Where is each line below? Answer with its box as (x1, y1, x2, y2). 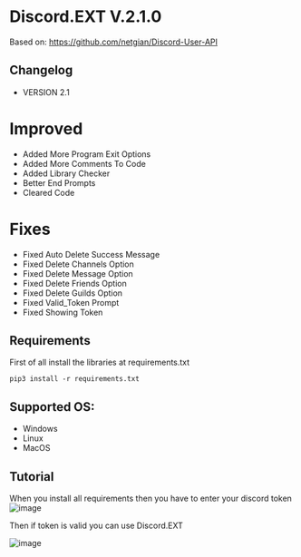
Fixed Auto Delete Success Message (22, 249, 160, 259)
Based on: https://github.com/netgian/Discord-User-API (9, 36, 218, 47)
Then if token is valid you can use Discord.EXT (9, 520, 183, 532)
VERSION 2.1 (22, 86, 70, 97)
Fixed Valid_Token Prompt (22, 297, 120, 308)
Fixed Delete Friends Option (22, 278, 127, 288)
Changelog (9, 63, 73, 78)
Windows (22, 424, 58, 435)
